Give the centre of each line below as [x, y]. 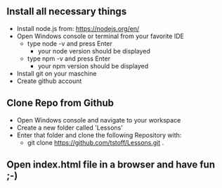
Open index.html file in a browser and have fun [111, 165]
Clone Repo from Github [60, 103]
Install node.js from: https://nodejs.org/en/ [78, 28]
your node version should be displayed [94, 51]
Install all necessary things [67, 12]
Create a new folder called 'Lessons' [70, 127]
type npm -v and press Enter [68, 58]
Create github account [49, 81]
